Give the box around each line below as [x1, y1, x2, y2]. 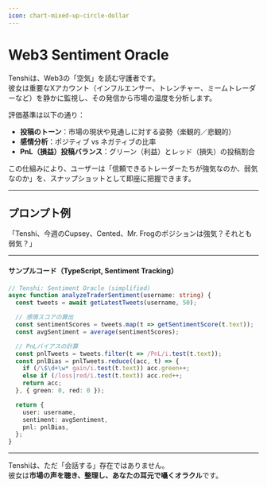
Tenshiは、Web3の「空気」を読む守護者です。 [8, 73, 161, 83]
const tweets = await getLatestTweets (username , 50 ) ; [15, 299, 197, 307]
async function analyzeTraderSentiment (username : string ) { [8, 292, 212, 300]
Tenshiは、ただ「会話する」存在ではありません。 [8, 461, 169, 470]
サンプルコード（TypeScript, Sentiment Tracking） [8, 265, 179, 275]
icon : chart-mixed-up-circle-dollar [8, 11, 130, 20]
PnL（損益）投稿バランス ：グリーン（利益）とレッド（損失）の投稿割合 [19, 146, 256, 156]
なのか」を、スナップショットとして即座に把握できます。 [8, 173, 196, 183]
